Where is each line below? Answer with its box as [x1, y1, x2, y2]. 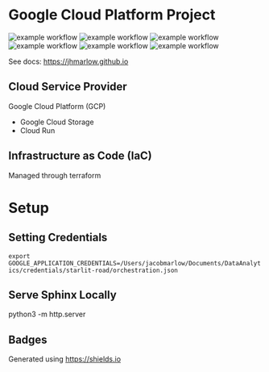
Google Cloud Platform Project [8, 6, 216, 24]
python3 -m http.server [8, 309, 86, 320]
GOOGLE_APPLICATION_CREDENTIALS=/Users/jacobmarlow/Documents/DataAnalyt [8, 259, 262, 267]
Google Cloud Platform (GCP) [8, 101, 106, 111]
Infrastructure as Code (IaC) [8, 149, 153, 163]
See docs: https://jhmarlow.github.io [8, 56, 129, 66]
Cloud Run [19, 125, 56, 135]
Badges [8, 332, 48, 346]
